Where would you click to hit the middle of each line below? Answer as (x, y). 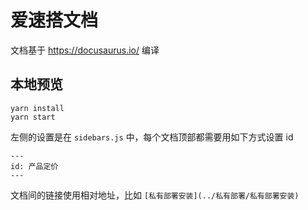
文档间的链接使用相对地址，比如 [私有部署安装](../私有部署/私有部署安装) (155, 195)
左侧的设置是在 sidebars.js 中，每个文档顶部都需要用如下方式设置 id (152, 137)
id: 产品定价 (34, 166)
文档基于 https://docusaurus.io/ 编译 (85, 50)
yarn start (33, 117)
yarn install (37, 108)
